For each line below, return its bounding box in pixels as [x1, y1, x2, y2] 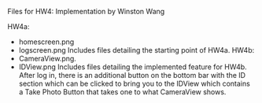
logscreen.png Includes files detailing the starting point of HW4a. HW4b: [18, 46, 255, 54]
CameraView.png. [18, 54, 76, 63]
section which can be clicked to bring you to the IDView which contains [18, 79, 251, 88]
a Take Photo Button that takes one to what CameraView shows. [18, 87, 227, 97]
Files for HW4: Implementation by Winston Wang [7, 7, 165, 16]
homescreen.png [18, 37, 75, 46]
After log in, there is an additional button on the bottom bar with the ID [18, 71, 245, 79]
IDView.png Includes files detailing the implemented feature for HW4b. [18, 62, 247, 72]
